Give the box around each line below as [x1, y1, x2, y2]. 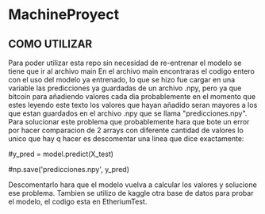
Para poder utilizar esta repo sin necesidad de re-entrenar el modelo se [8, 58, 242, 67]
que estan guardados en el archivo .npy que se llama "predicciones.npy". [8, 109, 248, 118]
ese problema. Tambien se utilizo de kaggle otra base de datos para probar [8, 189, 254, 197]
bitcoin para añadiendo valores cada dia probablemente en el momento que [8, 92, 256, 101]
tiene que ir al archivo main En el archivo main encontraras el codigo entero [8, 67, 255, 76]
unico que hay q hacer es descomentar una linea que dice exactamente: [8, 134, 244, 143]
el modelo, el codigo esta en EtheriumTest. [8, 197, 148, 206]
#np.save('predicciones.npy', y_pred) [8, 165, 129, 174]
